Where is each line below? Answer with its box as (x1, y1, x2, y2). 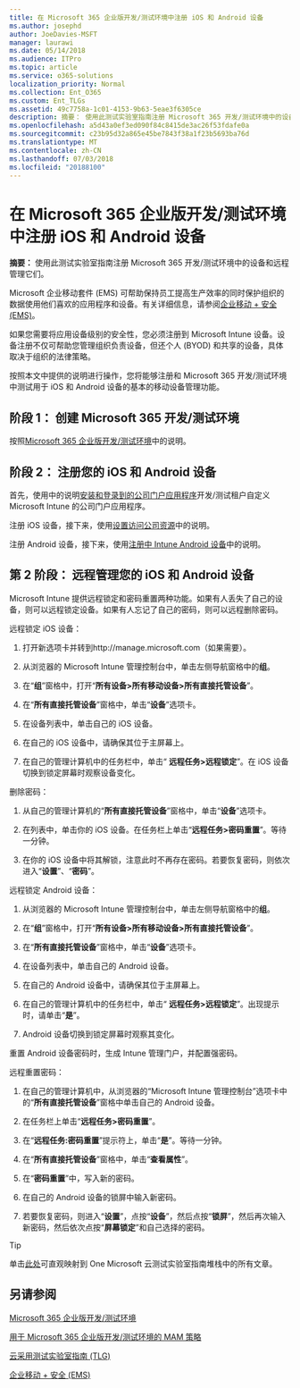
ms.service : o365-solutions (9, 72, 114, 80)
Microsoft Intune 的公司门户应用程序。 (9, 501, 150, 511)
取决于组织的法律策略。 (9, 351, 96, 362)
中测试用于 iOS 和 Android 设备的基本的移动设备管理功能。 (9, 382, 225, 392)
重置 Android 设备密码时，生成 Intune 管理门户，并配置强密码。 (9, 1047, 243, 1058)
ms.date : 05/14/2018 (9, 46, 87, 55)
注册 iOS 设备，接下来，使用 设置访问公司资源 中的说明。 (9, 519, 214, 530)
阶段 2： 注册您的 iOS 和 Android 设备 (9, 464, 217, 479)
